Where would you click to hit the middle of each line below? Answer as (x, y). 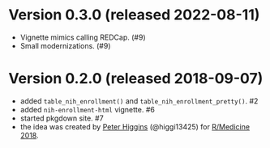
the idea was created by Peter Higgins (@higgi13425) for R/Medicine (135, 126)
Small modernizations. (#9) (65, 45)
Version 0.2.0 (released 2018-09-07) (136, 79)
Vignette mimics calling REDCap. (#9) (83, 37)
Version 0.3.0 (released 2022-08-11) (134, 15)
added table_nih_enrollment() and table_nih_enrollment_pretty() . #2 (139, 101)
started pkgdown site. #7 (62, 118)
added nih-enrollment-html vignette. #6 (88, 109)
